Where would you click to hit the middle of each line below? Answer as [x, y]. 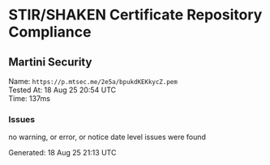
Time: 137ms [30, 98]
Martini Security [50, 62]
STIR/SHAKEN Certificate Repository [135, 15]
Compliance [50, 32]
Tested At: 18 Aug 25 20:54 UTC [62, 90]
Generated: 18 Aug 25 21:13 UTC [62, 153]
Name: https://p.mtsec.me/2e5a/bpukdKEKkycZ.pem [93, 81]
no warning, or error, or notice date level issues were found [107, 137]
